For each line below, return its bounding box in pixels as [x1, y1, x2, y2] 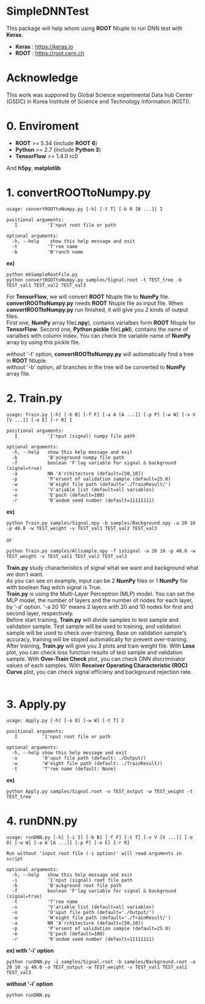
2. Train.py [6, 391, 62, 405]
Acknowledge [6, 71, 78, 85]
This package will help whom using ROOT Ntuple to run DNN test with [6, 25, 183, 32]
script [6, 856, 23, 862]
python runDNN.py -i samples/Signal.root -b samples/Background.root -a [6, 959, 196, 965]
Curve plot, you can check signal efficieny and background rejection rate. [6, 668, 193, 675]
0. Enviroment [6, 119, 80, 133]
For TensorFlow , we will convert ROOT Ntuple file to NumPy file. [6, 293, 170, 300]
